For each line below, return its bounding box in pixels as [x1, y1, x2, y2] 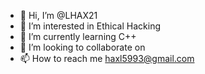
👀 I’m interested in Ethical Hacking [19, 20, 161, 32]
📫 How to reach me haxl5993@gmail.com [19, 53, 195, 64]
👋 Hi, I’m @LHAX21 [19, 10, 98, 21]
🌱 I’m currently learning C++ [19, 31, 137, 42]
